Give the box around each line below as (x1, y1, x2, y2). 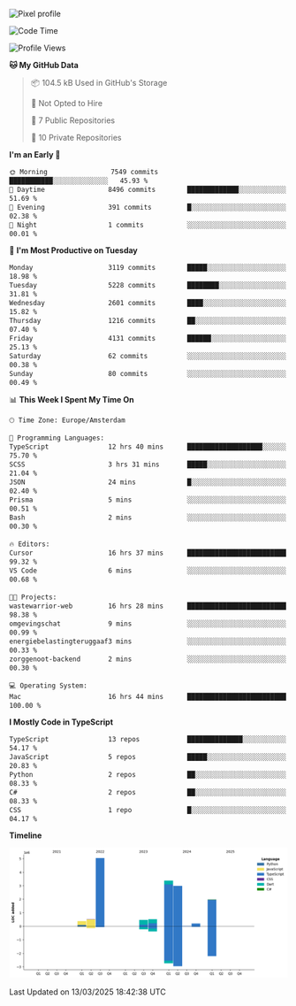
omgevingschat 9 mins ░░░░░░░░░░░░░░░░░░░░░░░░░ (9, 619, 287, 628)
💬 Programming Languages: (9, 434, 104, 442)
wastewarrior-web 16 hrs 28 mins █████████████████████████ (9, 602, 287, 611)
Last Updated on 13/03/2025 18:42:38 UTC (9, 987, 166, 997)
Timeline (9, 830, 42, 841)
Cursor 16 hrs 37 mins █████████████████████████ (9, 549, 287, 557)
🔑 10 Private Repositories (30, 133, 122, 142)
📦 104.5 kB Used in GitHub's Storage (30, 78, 168, 88)
